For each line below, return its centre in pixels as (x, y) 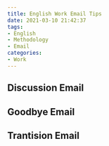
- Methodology (28, 40)
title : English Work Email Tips (54, 14)
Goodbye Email (41, 112)
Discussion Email (46, 88)
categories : (25, 53)
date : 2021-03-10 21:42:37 (47, 20)
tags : (15, 27)
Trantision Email (43, 135)
